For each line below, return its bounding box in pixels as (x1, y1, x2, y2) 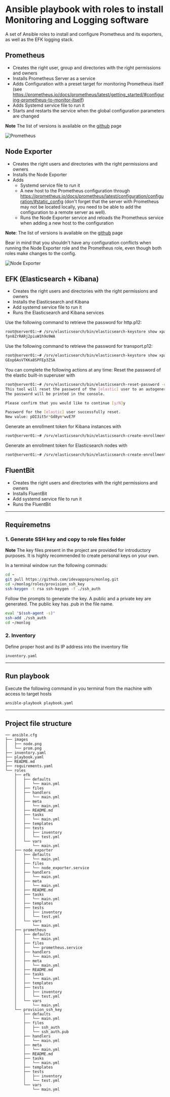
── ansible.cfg (5, 733, 37, 738)
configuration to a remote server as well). (20, 209, 106, 215)
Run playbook (5, 672, 50, 680)
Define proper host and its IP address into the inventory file (5, 643, 129, 649)
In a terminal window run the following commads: (5, 562, 108, 568)
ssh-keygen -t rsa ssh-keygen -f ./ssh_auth (5, 586, 101, 591)
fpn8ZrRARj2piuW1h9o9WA (5, 334, 56, 339)
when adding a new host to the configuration (20, 220, 114, 226)
